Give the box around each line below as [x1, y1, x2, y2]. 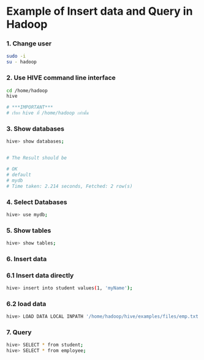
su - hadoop [6, 59, 37, 65]
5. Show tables [6, 226, 51, 235]
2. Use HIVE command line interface [6, 74, 116, 82]
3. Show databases [6, 124, 64, 133]
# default [6, 171, 32, 178]
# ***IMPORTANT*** [6, 104, 53, 111]
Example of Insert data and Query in [6, 4, 193, 18]
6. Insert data [6, 254, 47, 263]
